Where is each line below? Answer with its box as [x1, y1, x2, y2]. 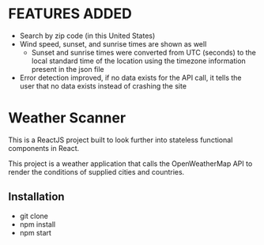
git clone [19, 211, 49, 220]
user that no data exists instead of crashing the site [19, 81, 187, 91]
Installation [8, 190, 65, 204]
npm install [19, 219, 56, 229]
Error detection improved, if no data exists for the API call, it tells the [19, 73, 242, 82]
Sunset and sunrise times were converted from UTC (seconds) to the [31, 47, 257, 57]
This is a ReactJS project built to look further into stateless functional [8, 135, 233, 145]
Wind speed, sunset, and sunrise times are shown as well [19, 39, 207, 48]
